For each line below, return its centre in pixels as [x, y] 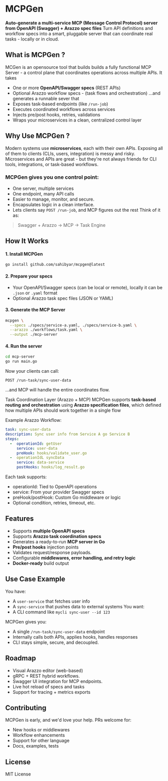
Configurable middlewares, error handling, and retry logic [74, 558]
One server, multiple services [43, 188]
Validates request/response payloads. [52, 552]
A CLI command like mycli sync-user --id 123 [61, 612]
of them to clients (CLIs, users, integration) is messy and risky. [70, 153]
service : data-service [40, 462]
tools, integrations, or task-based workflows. [52, 164]
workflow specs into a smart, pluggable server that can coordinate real [79, 33]
